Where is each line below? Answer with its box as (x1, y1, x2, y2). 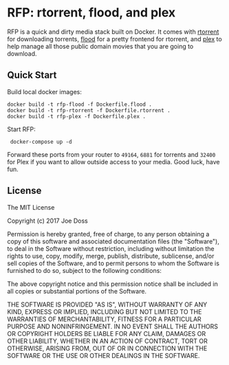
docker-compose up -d (10, 138, 72, 145)
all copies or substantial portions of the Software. (7, 287, 146, 295)
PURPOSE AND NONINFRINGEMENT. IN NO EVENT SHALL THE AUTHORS (7, 322, 219, 331)
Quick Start (7, 69, 57, 81)
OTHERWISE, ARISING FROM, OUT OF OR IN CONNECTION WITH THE (7, 344, 208, 352)
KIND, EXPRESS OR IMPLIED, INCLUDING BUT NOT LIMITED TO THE (7, 307, 202, 316)
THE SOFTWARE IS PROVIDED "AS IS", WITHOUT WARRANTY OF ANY (7, 300, 208, 309)
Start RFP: (7, 125, 36, 133)
